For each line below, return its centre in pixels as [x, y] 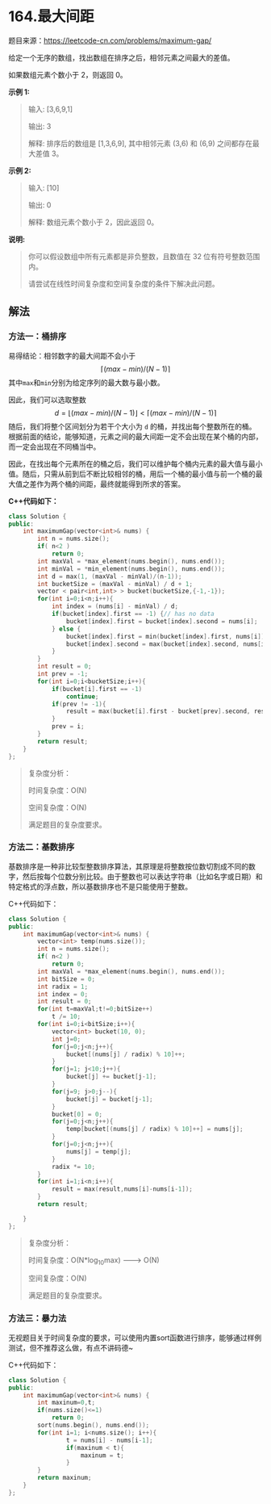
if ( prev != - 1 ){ [79, 704]
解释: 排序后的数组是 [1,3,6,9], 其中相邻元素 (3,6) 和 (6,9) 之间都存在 [140, 143]
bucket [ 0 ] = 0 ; [77, 1114]
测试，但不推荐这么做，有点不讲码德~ [71, 1347]
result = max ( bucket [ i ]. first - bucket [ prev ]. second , [158, 711]
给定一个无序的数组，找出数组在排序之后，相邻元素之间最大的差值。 [121, 57]
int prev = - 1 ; [63, 674]
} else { [66, 629]
